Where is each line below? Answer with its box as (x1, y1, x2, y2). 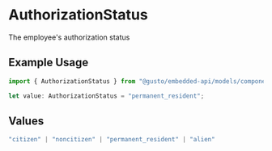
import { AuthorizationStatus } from (8, 77, 136, 86)
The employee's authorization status (8, 32, 130, 42)
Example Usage (8, 56, 89, 69)
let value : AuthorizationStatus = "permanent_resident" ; (8, 91, 205, 100)
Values (8, 114, 45, 128)
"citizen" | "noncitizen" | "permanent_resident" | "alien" (8, 136, 216, 144)
